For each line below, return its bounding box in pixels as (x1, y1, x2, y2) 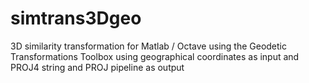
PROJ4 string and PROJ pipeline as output (10, 61, 185, 73)
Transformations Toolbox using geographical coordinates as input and (10, 50, 300, 62)
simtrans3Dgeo (10, 7, 142, 30)
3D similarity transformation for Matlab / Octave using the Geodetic (10, 40, 287, 52)
